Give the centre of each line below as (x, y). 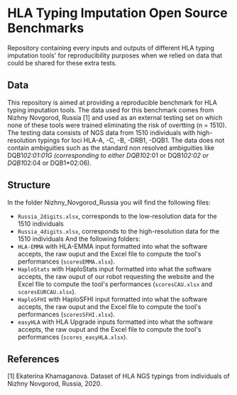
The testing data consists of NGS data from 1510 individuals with (101, 132)
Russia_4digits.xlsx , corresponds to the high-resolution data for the (118, 231)
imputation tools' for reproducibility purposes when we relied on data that (115, 55)
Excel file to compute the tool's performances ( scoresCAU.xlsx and (115, 284)
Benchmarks (46, 28)
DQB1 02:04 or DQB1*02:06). (50, 163)
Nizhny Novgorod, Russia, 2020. (55, 384)
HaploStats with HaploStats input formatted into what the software (114, 269)
